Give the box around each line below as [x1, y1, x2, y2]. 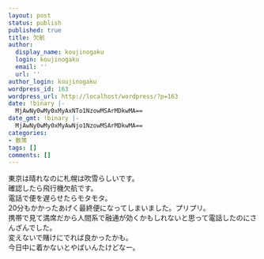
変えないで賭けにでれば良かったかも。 [8, 233, 133, 242]
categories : [8, 129, 47, 137]
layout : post [8, 11, 51, 20]
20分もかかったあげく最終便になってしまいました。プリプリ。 [8, 203, 211, 213]
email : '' [15, 63, 47, 71]
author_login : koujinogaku [8, 77, 97, 85]
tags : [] [8, 144, 37, 152]
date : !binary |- [8, 99, 66, 107]
